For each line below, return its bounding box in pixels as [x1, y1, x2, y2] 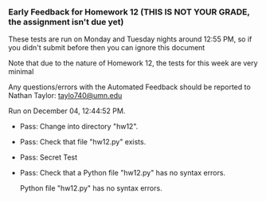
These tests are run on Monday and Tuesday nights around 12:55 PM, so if [8, 34, 252, 44]
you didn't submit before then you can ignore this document [8, 43, 205, 53]
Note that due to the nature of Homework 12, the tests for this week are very [8, 58, 258, 68]
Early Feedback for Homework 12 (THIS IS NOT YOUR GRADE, [8, 6, 250, 18]
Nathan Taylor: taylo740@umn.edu [8, 91, 123, 100]
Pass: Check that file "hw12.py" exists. [19, 137, 147, 147]
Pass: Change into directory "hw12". [19, 122, 139, 132]
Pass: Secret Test [19, 152, 78, 162]
